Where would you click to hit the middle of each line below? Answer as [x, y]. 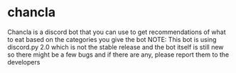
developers [24, 62]
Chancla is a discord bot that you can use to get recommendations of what [117, 32]
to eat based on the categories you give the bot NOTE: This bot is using [112, 39]
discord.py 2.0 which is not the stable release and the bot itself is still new [116, 47]
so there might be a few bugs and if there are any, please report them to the [118, 55]
